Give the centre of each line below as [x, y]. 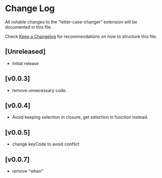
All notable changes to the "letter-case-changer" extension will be [71, 22]
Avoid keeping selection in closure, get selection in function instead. [80, 117]
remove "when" [28, 171]
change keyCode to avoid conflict [46, 144]
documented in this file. [29, 27]
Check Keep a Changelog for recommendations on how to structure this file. [81, 36]
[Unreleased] [25, 52]
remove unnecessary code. [39, 90]
